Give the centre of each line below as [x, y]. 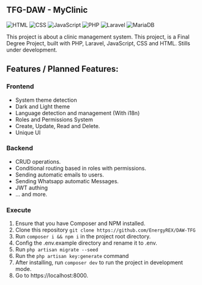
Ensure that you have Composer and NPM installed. [80, 224]
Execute [19, 210]
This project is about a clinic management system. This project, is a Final [98, 37]
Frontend [20, 86]
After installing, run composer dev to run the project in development [99, 262]
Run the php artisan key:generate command [72, 256]
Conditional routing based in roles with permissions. [81, 168]
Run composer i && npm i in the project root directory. [83, 237]
